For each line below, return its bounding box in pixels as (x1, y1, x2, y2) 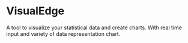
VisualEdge (6, 4, 65, 18)
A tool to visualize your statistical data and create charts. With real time (6, 24, 182, 31)
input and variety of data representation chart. (6, 30, 121, 37)
